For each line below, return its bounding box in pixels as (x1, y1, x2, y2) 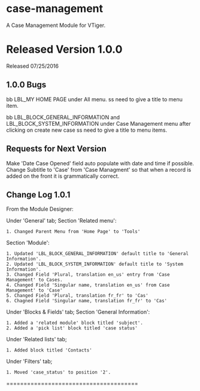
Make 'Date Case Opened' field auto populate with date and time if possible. (6, 159, 195, 166)
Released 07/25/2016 (6, 62, 59, 69)
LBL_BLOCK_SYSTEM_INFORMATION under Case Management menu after (6, 120, 192, 127)
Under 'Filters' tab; (6, 358, 53, 365)
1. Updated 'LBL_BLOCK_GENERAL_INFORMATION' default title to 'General (6, 251, 189, 257)
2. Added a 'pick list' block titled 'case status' (6, 325, 138, 331)
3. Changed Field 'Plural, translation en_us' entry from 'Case (6, 272, 170, 278)
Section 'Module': (6, 239, 50, 247)
